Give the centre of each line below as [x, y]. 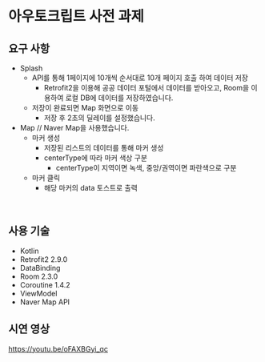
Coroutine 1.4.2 [45, 284]
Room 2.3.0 [39, 276]
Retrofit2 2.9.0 [44, 259]
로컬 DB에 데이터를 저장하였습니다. [119, 98]
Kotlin [29, 251]
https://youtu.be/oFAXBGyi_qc [58, 348]
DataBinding [40, 267]
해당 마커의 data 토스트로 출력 [90, 188]
